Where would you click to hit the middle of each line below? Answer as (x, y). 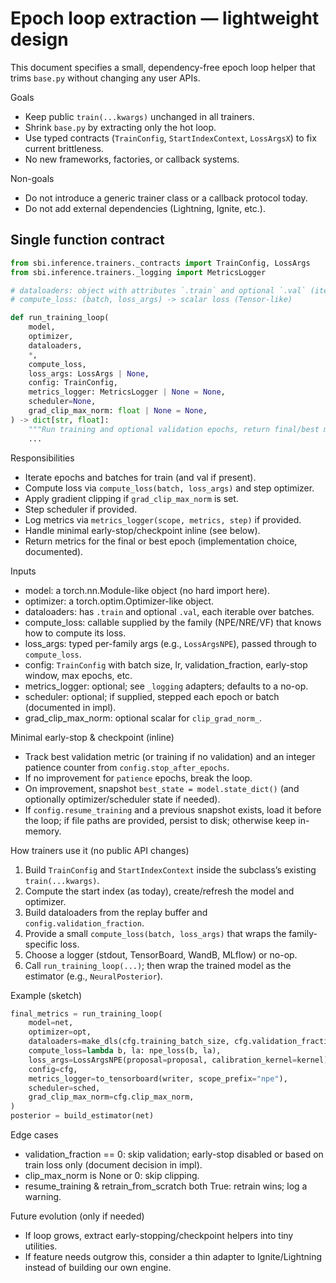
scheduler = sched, (64, 1088)
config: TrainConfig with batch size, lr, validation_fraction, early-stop (166, 664)
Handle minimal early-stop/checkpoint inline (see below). (142, 530)
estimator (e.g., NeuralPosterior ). (93, 976)
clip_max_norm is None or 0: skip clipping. (112, 1175)
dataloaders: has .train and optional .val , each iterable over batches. (169, 611)
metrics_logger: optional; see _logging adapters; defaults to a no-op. (166, 686)
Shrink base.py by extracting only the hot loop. (120, 127)
